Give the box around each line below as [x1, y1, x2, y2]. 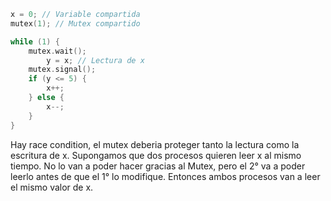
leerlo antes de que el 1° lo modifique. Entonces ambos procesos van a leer [10, 170, 321, 182]
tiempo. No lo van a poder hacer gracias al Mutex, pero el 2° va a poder [10, 160, 306, 172]
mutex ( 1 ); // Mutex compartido [10, 18, 141, 29]
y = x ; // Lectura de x [46, 55, 145, 65]
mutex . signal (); [28, 65, 97, 75]
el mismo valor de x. [10, 181, 94, 193]
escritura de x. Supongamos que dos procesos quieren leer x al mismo [10, 149, 302, 161]
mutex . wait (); [28, 46, 87, 56]
